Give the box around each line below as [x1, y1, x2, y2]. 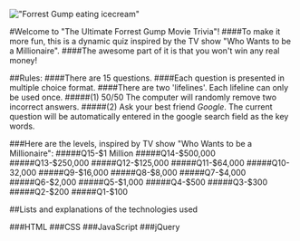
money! [9, 55, 38, 65]
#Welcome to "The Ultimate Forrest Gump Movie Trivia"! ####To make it [9, 26, 281, 36]
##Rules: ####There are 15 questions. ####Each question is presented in [9, 72, 285, 83]
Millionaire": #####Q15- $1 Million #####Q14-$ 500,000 [9, 148, 216, 159]
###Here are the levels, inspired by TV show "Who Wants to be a [9, 139, 252, 149]
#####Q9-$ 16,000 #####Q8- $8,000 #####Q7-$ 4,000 [38, 168, 247, 178]
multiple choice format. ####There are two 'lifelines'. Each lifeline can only [9, 82, 289, 92]
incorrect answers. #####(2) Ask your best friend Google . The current [9, 101, 273, 112]
